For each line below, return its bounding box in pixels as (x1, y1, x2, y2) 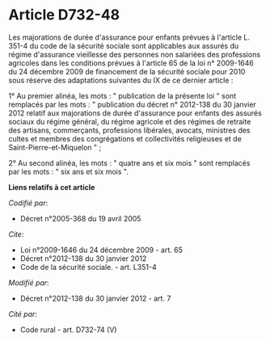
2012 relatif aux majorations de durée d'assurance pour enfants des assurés (8, 107, 263, 118)
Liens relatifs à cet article (8, 182, 95, 192)
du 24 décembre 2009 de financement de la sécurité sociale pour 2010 (8, 66, 246, 76)
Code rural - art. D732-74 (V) (19, 325, 117, 335)
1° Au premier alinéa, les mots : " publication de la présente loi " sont (8, 91, 237, 100)
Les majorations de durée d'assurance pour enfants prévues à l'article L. (8, 32, 251, 42)
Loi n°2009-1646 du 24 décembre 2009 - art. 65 (19, 245, 184, 255)
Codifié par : (8, 198, 49, 208)
